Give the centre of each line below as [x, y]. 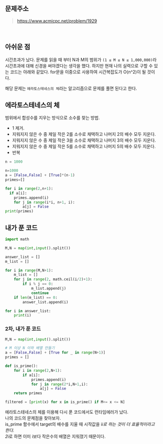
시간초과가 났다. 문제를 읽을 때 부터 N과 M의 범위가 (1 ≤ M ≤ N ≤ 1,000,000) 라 [81, 60]
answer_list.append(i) [45, 302]
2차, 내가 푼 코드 [23, 329]
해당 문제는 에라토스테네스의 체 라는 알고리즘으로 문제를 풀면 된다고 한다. [71, 88]
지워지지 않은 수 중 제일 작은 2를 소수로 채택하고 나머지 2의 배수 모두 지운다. [84, 134]
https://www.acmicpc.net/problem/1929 [57, 21]
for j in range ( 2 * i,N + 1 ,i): [60, 384]
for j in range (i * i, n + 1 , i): [45, 202]
